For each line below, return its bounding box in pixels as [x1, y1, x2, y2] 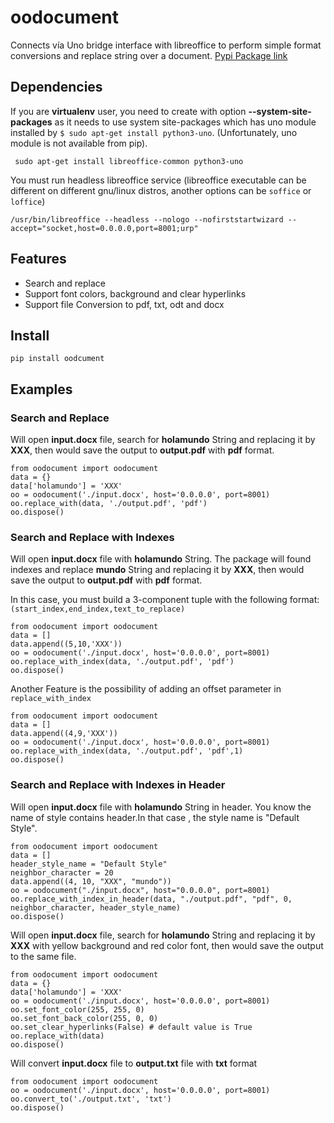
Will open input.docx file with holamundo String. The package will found [10, 553, 312, 565]
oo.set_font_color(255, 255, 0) [10, 1004, 145, 1015]
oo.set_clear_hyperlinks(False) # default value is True [10, 1022, 253, 1032]
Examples [10, 381, 73, 398]
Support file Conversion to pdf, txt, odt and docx [24, 298, 225, 310]
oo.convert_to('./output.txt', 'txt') [10, 1094, 172, 1104]
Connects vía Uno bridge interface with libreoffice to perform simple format [10, 39, 322, 51]
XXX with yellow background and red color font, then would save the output [10, 939, 324, 951]
